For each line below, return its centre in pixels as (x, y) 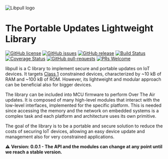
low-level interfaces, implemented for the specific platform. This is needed (83, 105)
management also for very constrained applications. (60, 137)
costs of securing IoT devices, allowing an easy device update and (75, 131)
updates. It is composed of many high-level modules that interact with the (83, 100)
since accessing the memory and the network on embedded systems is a (82, 110)
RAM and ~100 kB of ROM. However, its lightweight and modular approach (83, 79)
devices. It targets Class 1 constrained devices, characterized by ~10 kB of (83, 74)
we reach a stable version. (34, 152)
